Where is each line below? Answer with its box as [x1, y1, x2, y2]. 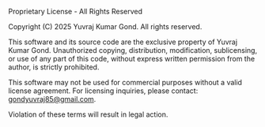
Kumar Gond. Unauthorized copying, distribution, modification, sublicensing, [8, 46, 258, 54]
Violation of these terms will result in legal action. [8, 110, 168, 119]
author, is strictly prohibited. [8, 62, 100, 72]
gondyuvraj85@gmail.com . [8, 95, 97, 103]
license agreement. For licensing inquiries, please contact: [8, 86, 199, 95]
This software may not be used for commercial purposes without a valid [8, 78, 243, 87]
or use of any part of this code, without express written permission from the [8, 54, 256, 63]
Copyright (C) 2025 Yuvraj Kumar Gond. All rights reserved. [8, 22, 203, 31]
